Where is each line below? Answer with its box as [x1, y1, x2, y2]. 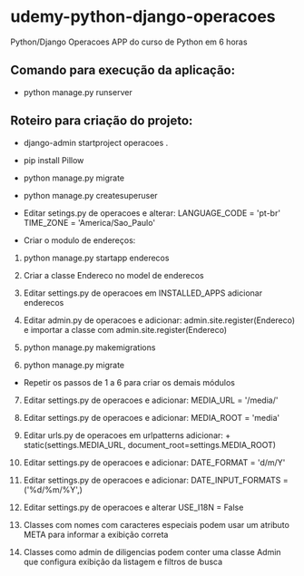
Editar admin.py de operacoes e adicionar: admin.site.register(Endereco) [23, 315, 296, 326]
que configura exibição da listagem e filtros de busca [23, 556, 223, 567]
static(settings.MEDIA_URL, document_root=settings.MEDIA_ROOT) [23, 439, 276, 450]
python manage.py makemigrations [23, 342, 156, 353]
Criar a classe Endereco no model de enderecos [23, 269, 204, 280]
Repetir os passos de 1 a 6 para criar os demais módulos [23, 376, 235, 387]
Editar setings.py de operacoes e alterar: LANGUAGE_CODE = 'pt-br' [23, 207, 280, 219]
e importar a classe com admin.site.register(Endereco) [23, 324, 228, 335]
